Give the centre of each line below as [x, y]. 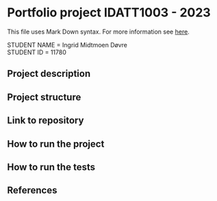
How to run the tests [51, 167]
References [32, 190]
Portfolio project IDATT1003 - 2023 [109, 13]
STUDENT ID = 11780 [37, 52]
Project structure [44, 97]
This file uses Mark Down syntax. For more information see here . [98, 32]
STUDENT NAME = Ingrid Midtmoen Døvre [67, 45]
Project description [49, 74]
